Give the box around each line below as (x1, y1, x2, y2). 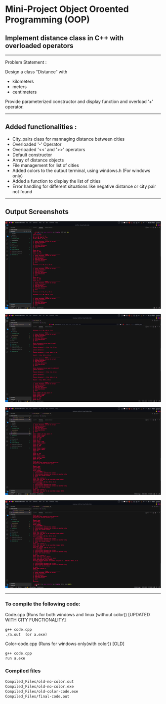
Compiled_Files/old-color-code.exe (5, 689, 79, 694)
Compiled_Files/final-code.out (5, 694, 70, 699)
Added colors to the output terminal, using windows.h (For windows (12, 167, 151, 173)
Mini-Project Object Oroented (5, 3, 129, 15)
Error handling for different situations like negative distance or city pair (12, 183, 157, 189)
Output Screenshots (5, 208, 69, 216)
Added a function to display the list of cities (12, 178, 101, 184)
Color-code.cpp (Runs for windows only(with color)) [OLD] (5, 641, 125, 647)
